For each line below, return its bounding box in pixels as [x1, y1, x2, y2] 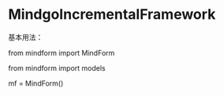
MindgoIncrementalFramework [8, 5, 216, 24]
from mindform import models [8, 63, 106, 72]
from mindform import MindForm [8, 48, 115, 57]
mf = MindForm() [8, 79, 64, 88]
